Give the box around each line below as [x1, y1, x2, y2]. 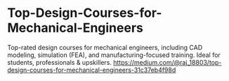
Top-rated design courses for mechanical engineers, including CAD [7, 43, 203, 51]
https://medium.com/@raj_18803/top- [113, 58, 222, 66]
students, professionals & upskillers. [7, 58, 112, 66]
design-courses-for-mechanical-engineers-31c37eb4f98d [7, 66, 176, 74]
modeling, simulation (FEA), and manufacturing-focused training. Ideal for [7, 51, 221, 59]
